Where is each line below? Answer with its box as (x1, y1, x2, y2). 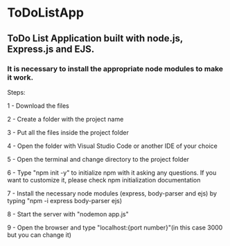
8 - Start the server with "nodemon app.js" (7, 209, 130, 218)
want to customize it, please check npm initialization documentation (7, 176, 201, 184)
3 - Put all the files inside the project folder (7, 128, 130, 136)
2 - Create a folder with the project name (7, 115, 124, 123)
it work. (7, 73, 33, 82)
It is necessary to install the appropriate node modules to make (7, 64, 224, 73)
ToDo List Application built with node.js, (7, 32, 184, 44)
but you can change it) (7, 230, 71, 239)
